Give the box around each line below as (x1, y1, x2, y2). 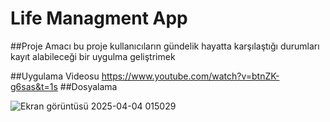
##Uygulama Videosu (10, 70, 100, 82)
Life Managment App (10, 7, 188, 30)
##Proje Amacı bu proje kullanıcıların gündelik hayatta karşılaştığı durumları (10, 40, 320, 52)
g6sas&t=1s (10, 80, 58, 92)
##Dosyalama (59, 80, 118, 92)
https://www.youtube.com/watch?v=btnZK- (101, 70, 280, 82)
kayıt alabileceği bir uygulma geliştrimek (10, 50, 176, 62)
